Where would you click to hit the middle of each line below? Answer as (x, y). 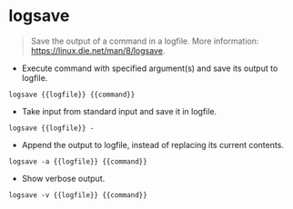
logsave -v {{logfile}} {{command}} (78, 195)
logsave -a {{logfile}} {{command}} (78, 161)
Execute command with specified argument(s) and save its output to (150, 68)
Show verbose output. (63, 178)
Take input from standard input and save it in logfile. (119, 111)
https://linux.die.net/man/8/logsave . (98, 50)
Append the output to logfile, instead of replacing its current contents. (152, 144)
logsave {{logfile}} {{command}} (72, 95)
